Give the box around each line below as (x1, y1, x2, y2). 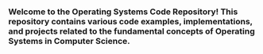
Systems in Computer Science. (8, 35, 130, 46)
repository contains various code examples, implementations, (8, 16, 253, 27)
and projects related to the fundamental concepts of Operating (8, 26, 256, 37)
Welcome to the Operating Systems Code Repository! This (8, 6, 238, 17)
